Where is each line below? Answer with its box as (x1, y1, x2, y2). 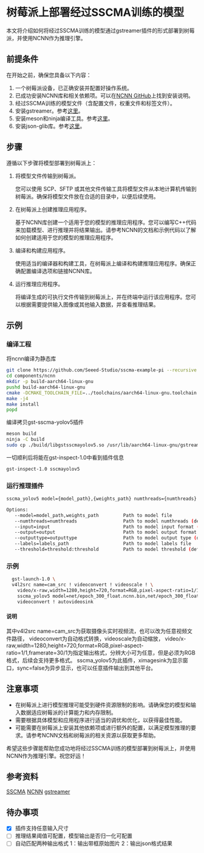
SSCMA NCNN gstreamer (6, 788, 70, 795)
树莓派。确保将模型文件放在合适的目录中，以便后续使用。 (15, 192, 159, 200)
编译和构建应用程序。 (15, 247, 69, 254)
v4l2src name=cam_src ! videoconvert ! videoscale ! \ (12, 582, 154, 588)
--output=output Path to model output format (14, 529, 197, 536)
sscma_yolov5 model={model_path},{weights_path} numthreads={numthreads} (6, 496, 197, 502)
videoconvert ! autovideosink (17, 599, 94, 605)
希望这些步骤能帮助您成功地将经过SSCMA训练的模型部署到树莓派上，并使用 (6, 744, 196, 752)
